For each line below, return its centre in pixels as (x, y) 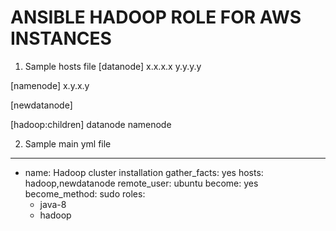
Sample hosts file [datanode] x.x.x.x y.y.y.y (113, 66)
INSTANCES (61, 38)
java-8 (53, 204)
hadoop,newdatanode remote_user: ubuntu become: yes (141, 183)
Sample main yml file (68, 143)
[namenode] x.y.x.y (50, 85)
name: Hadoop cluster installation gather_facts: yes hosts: (144, 172)
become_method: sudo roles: (85, 193)
